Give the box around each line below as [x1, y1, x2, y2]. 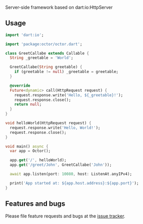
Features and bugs [5, 200, 66, 208]
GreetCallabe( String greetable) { [10, 64, 82, 70]
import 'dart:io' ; [5, 32, 44, 38]
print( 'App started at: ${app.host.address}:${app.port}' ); [10, 180, 139, 185]
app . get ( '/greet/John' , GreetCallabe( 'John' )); [10, 162, 112, 168]
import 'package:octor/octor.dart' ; [5, 42, 82, 47]
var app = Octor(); [10, 148, 51, 154]
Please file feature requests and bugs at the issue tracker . [5, 213, 125, 219]
